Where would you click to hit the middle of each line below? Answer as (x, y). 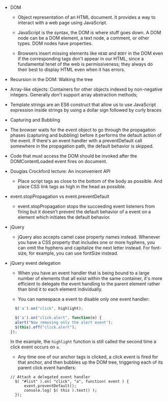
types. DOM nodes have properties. (55, 43)
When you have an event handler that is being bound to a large (83, 273)
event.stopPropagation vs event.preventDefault (60, 196)
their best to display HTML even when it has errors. (72, 69)
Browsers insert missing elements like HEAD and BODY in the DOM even (90, 53)
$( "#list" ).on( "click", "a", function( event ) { (72, 382)
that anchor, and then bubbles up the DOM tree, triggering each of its (90, 362)
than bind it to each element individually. (60, 289)
